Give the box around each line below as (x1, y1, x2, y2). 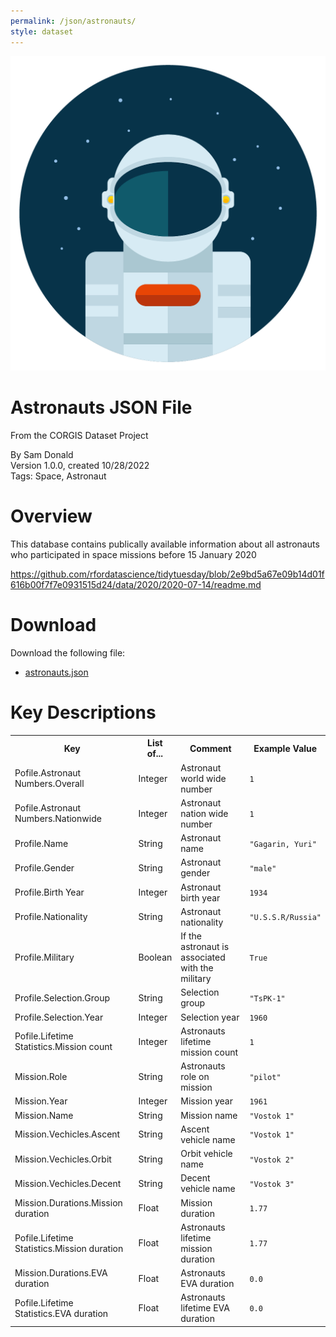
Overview (10, 505, 93, 528)
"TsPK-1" (249, 993, 286, 1004)
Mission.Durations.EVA (14, 1267, 108, 1279)
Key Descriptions (10, 701, 157, 724)
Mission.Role (14, 1071, 68, 1082)
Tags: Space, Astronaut (10, 470, 107, 482)
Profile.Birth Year (14, 886, 85, 898)
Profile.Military (14, 951, 75, 963)
